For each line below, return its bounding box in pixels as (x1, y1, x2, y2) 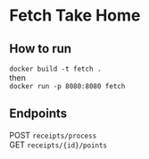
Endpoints (9, 106, 68, 121)
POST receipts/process (9, 130, 97, 140)
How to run (9, 41, 72, 56)
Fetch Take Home (9, 5, 141, 26)
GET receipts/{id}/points (9, 139, 108, 150)
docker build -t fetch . (9, 64, 102, 73)
